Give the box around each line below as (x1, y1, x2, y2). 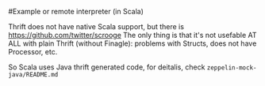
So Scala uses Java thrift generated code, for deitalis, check (8, 62, 205, 72)
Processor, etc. (8, 47, 58, 56)
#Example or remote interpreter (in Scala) (8, 7, 144, 16)
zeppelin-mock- (206, 64, 257, 72)
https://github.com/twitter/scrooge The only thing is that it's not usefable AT (8, 31, 257, 39)
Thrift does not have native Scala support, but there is (8, 22, 185, 31)
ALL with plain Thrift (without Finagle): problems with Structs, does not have (8, 39, 257, 48)
